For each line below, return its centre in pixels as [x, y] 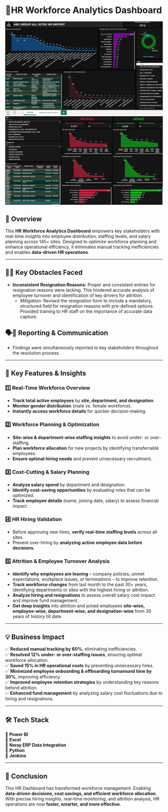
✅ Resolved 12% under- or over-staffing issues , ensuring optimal [74, 655]
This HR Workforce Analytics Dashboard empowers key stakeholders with [82, 231]
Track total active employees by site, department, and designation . [83, 400]
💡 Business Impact [35, 637]
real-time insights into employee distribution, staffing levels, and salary [78, 236]
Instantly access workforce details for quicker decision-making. [79, 411]
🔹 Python [15, 750]
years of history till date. [37, 617]
